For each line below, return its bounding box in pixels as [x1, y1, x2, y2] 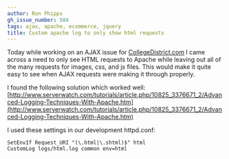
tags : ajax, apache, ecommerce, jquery [7, 23, 122, 30]
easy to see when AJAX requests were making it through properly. [7, 70, 195, 78]
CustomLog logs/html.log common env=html [7, 145, 128, 152]
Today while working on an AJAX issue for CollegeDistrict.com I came [7, 48, 205, 56]
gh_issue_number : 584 [7, 17, 69, 23]
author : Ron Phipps [7, 10, 63, 17]
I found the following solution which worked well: [7, 83, 146, 92]
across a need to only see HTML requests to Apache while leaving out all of [7, 56, 221, 64]
